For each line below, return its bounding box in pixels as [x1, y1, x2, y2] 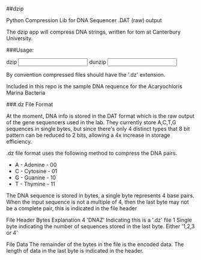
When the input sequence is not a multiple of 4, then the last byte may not [6, 198, 189, 205]
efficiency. [6, 138, 32, 145]
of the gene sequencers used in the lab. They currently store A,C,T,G [6, 119, 176, 125]
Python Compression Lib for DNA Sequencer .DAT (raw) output [6, 17, 162, 23]
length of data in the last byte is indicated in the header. [6, 247, 144, 254]
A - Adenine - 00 [14, 162, 57, 168]
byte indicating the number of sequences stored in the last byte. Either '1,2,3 [6, 223, 195, 230]
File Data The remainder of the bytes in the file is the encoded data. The [6, 241, 184, 248]
